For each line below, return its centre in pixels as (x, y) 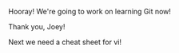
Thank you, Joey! (37, 26)
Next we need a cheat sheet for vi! (65, 42)
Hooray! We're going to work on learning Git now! (90, 11)
